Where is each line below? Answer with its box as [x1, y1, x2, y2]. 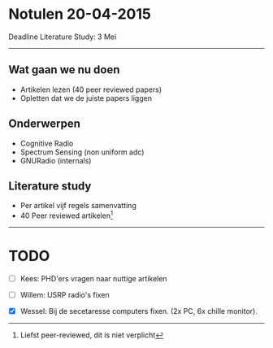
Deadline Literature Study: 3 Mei [8, 32, 117, 41]
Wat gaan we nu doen [8, 63, 120, 77]
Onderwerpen [8, 117, 81, 131]
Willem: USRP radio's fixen [19, 290, 110, 300]
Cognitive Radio [19, 138, 74, 148]
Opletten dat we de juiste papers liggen [19, 93, 153, 102]
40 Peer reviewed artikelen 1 [19, 209, 114, 220]
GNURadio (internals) [19, 155, 92, 165]
